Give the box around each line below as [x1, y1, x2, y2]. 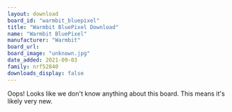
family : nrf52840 [7, 63, 59, 70]
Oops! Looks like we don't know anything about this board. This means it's [7, 89, 226, 98]
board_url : [7, 43, 40, 50]
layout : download [7, 10, 59, 18]
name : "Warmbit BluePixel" [7, 30, 87, 38]
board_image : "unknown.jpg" [7, 50, 91, 57]
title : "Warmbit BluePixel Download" [7, 23, 119, 30]
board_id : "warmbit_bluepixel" [7, 17, 100, 24]
